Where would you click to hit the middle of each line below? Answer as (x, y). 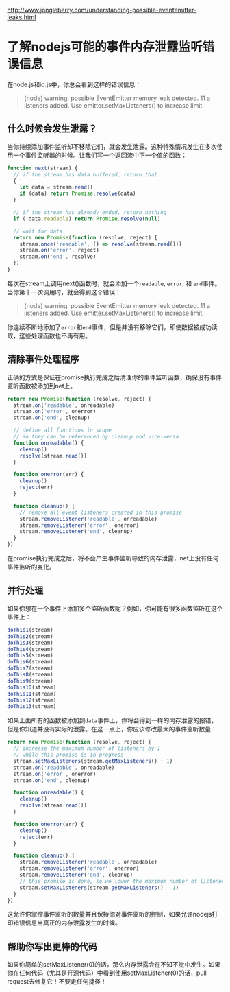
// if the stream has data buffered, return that (85, 174)
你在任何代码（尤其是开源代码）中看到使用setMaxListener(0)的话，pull (107, 973)
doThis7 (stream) (30, 668)
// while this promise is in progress (69, 755)
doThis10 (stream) (32, 687)
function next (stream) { (42, 168)
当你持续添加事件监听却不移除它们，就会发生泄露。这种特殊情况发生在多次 (112, 146)
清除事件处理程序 (43, 359)
